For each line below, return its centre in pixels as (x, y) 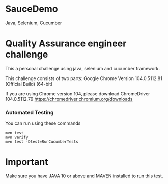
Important (27, 162)
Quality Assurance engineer (66, 44)
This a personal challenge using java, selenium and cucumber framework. (83, 68)
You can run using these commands (43, 123)
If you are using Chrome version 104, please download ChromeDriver (78, 94)
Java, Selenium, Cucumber (34, 23)
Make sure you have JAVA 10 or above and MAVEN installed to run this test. (84, 176)
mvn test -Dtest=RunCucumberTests (42, 142)
